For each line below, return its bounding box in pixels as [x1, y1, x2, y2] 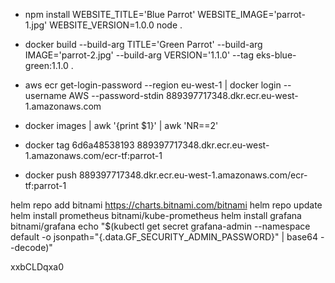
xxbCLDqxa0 [10, 261, 65, 273]
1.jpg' [24, 19, 48, 31]
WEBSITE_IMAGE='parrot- [197, 9, 306, 20]
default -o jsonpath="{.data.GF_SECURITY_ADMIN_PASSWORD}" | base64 [10, 231, 318, 243]
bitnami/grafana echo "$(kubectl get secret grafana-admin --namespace [10, 220, 311, 232]
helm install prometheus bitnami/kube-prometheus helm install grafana [10, 210, 302, 221]
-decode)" [10, 242, 53, 253]
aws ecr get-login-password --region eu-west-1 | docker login [24, 79, 282, 91]
